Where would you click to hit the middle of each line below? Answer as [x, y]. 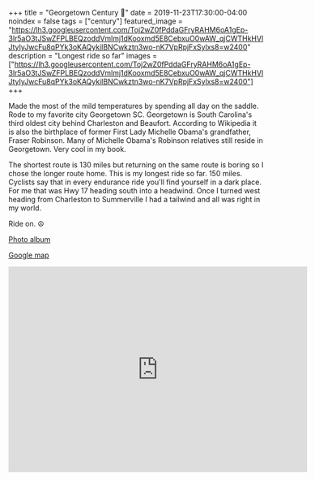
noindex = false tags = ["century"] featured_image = [96, 21]
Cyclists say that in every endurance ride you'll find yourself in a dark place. [135, 182]
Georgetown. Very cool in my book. [68, 149]
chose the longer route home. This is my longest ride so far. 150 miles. [126, 173]
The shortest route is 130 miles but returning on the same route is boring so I [136, 165]
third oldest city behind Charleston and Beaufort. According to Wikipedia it [133, 123]
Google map [29, 255]
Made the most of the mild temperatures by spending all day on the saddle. [134, 106]
